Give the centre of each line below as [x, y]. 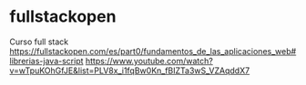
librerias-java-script [46, 61]
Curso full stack [39, 42]
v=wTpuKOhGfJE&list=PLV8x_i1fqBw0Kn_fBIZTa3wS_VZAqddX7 [130, 71]
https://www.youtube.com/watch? [149, 61]
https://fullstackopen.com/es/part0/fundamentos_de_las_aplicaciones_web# [153, 51]
